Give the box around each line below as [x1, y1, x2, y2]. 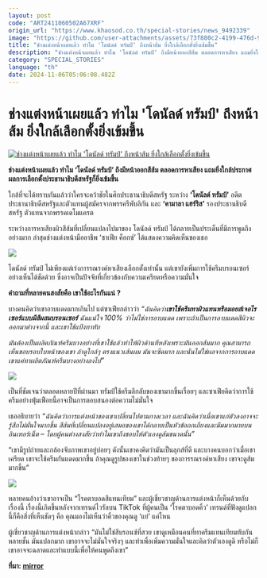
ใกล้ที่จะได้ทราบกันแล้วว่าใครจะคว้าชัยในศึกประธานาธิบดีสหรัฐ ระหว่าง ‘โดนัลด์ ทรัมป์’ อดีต [8, 190, 242, 199]
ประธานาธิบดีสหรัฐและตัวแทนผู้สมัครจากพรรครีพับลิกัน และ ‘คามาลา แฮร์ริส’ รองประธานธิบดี [8, 198, 247, 208]
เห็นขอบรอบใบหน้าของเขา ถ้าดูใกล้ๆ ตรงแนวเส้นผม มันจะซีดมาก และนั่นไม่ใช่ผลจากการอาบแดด [8, 346, 255, 356]
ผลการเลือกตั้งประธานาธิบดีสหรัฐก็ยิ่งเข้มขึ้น [8, 174, 119, 183]
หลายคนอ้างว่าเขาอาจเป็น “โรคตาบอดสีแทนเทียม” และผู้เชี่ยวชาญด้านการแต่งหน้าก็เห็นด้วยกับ [8, 493, 249, 503]
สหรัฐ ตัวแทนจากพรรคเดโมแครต [8, 207, 94, 217]
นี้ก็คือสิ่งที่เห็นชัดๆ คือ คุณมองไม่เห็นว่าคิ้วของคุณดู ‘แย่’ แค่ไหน [8, 511, 171, 521]
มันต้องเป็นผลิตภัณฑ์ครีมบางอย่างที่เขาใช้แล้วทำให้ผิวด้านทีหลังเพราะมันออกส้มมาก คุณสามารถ [8, 337, 250, 347]
